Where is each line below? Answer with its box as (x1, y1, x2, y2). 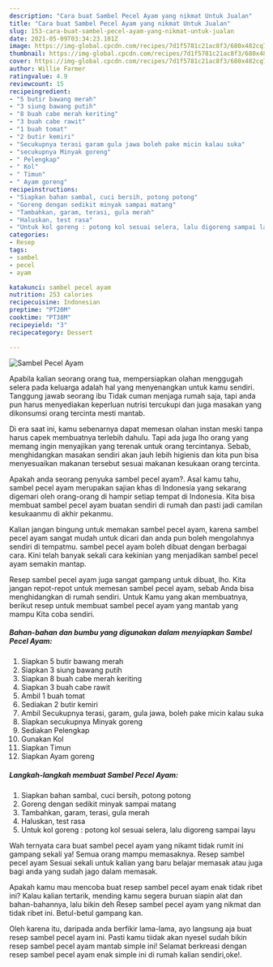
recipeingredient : (9, 87, 71, 96)
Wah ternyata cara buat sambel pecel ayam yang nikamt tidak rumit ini (9, 841, 244, 851)
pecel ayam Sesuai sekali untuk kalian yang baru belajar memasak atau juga (9, 858, 263, 868)
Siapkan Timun (20, 743, 71, 753)
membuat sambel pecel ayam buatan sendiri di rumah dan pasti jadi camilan (9, 500, 262, 510)
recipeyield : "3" (9, 321, 68, 329)
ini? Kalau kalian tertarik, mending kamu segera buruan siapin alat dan (9, 891, 243, 901)
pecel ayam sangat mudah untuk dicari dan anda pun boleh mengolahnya (9, 533, 254, 542)
